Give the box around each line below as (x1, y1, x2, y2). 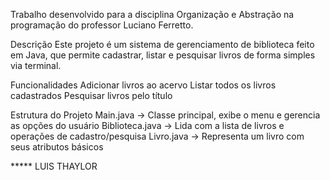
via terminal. (10, 60, 62, 71)
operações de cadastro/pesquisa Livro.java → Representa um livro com (10, 130, 305, 142)
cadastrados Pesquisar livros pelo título (10, 90, 173, 101)
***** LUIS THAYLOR (10, 160, 98, 172)
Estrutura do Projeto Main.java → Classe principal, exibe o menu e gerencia (10, 109, 321, 121)
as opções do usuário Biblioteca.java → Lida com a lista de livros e (10, 120, 285, 131)
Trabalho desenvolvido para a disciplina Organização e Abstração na (10, 9, 295, 20)
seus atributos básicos (10, 141, 104, 153)
